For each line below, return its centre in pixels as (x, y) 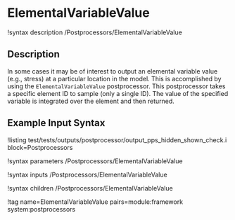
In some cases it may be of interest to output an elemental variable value (113, 71)
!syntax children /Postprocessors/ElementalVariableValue (90, 188)
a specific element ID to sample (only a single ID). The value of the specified (118, 93)
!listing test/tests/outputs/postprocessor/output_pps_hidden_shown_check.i (117, 140)
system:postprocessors (42, 209)
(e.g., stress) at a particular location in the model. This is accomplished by (114, 78)
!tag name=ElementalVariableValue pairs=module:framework (95, 202)
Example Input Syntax (56, 123)
